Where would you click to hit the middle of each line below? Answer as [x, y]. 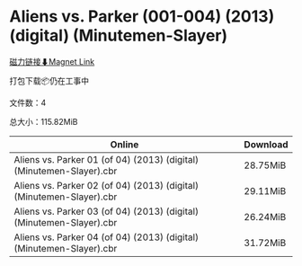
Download [266, 144]
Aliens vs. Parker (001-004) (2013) [142, 17]
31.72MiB [265, 243]
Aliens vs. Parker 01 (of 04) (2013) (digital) [107, 159]
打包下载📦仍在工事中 [49, 80]
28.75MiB [265, 165]
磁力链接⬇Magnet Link [52, 61]
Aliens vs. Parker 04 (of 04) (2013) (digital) [107, 237]
